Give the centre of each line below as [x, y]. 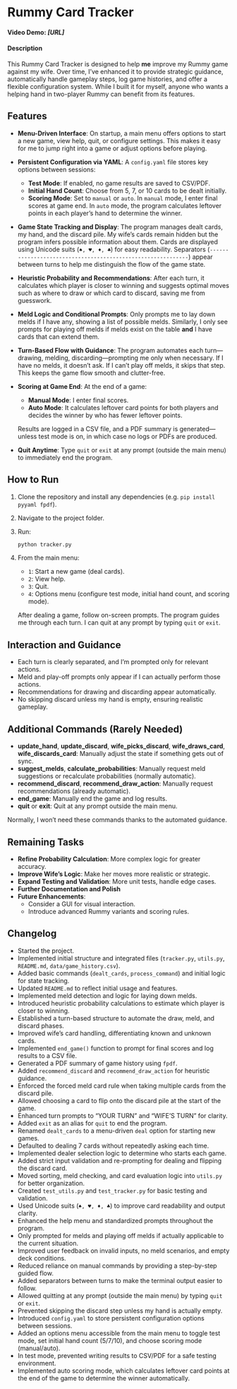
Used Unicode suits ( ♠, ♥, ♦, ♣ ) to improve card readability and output [121, 1205]
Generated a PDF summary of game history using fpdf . [97, 1063]
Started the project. [46, 951]
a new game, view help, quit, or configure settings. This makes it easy [119, 140]
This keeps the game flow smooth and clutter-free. [91, 373]
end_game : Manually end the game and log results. [92, 799]
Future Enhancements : [51, 896]
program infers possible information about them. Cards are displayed [118, 241]
